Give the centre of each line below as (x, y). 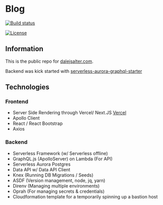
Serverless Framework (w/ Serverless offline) (60, 153)
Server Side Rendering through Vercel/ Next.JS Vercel (69, 113)
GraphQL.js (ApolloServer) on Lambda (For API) (63, 159)
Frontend (17, 101)
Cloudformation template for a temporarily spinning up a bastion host (85, 196)
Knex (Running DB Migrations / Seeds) (53, 175)
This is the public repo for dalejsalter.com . (49, 61)
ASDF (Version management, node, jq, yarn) (59, 180)
